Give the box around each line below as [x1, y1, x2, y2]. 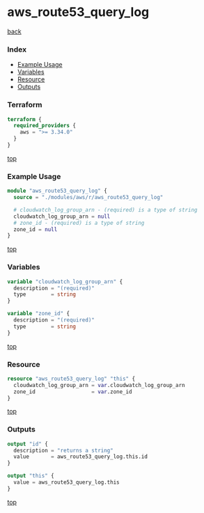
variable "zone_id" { [7, 310, 70, 317]
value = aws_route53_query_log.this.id [13, 453, 148, 460]
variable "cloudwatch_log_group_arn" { [7, 278, 123, 285]
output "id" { [7, 440, 49, 448]
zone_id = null [13, 226, 58, 233]
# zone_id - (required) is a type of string [13, 219, 145, 226]
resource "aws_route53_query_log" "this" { [7, 375, 136, 382]
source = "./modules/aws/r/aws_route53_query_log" [13, 194, 164, 201]
